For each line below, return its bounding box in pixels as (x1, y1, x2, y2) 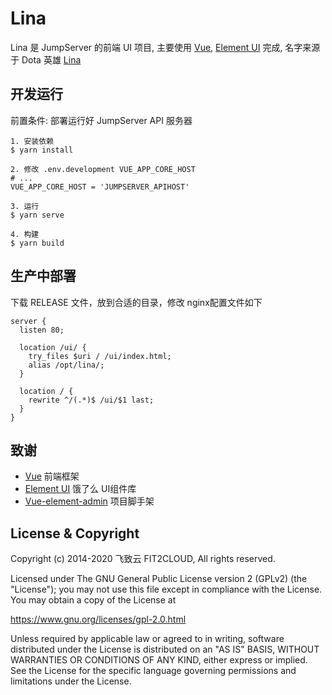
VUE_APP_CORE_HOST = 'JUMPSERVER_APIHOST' (10, 182, 190, 192)
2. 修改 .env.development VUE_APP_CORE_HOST (10, 164, 196, 174)
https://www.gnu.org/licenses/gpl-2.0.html (10, 613, 187, 626)
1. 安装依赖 (10, 136, 55, 146)
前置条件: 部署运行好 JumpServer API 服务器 (10, 114, 193, 126)
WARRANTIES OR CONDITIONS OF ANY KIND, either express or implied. (10, 654, 308, 666)
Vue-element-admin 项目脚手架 (24, 495, 155, 507)
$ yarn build (10, 238, 65, 248)
